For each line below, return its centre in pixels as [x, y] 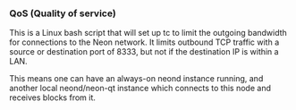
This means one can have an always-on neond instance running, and [136, 79]
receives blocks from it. [53, 97]
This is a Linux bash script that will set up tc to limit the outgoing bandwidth [148, 33]
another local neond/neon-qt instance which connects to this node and [140, 89]
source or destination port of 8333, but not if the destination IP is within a [144, 52]
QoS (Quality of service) [63, 13]
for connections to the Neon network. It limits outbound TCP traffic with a [144, 42]
